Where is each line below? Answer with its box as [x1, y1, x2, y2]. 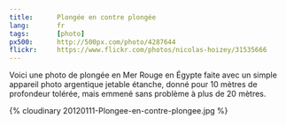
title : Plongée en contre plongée [9, 12, 157, 22]
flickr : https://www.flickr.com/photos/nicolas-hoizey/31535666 [9, 46, 267, 55]
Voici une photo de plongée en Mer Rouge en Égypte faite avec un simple [9, 70, 277, 80]
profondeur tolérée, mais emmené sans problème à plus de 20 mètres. [9, 89, 267, 99]
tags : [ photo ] [9, 29, 86, 38]
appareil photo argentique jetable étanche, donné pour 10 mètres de [9, 79, 259, 90]
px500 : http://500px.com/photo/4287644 [9, 37, 176, 47]
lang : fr [9, 21, 66, 30]
